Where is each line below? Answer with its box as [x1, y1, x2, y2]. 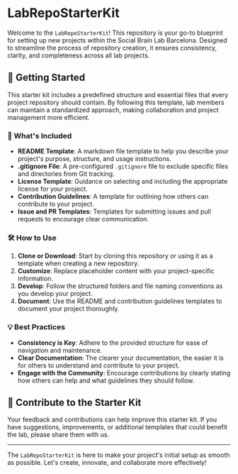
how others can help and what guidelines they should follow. [17, 376, 195, 385]
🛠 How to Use [7, 233, 57, 243]
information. [17, 275, 53, 283]
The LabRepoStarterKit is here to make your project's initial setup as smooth [7, 451, 230, 459]
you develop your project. [17, 290, 93, 298]
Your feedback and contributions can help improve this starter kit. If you [7, 415, 217, 424]
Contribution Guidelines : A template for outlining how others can [17, 192, 209, 201]
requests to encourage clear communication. [17, 215, 149, 224]
